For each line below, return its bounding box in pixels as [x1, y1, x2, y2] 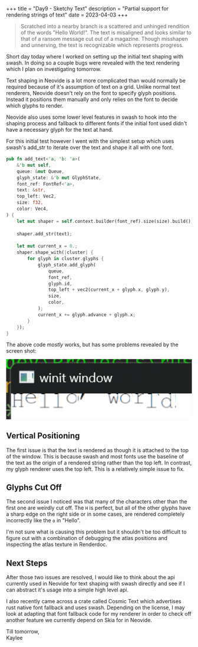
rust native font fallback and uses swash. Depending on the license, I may [6, 604, 185, 611]
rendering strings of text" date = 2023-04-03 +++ [6, 11, 128, 18]
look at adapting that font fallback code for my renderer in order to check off [6, 610, 192, 617]
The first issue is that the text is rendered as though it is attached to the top [6, 446, 189, 454]
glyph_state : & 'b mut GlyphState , [16, 174, 101, 181]
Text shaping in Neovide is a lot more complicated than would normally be [6, 77, 186, 84]
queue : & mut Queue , [16, 168, 65, 174]
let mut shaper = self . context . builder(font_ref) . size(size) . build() [16, 218, 192, 224]
